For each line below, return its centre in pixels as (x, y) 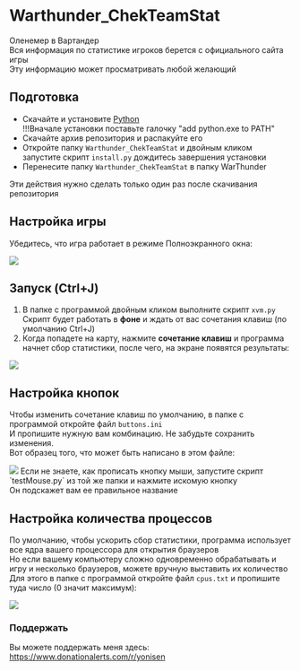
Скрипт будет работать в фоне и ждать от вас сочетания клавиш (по (154, 319)
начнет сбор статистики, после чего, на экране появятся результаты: (155, 348)
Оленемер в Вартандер (54, 40)
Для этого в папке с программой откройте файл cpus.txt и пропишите (145, 578)
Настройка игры (58, 222)
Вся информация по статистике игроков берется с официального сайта (146, 49)
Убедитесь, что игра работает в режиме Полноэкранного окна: (131, 243)
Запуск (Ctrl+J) (54, 288)
